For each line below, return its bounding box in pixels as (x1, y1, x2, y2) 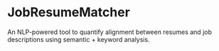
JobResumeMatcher (7, 4, 130, 21)
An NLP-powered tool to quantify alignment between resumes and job (7, 28, 212, 36)
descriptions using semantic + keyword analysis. (7, 35, 151, 43)
